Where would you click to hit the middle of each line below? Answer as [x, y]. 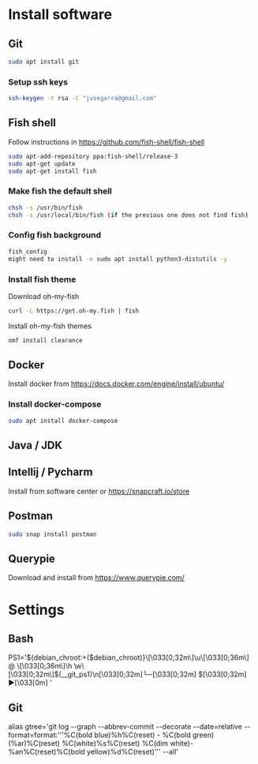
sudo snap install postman [52, 534]
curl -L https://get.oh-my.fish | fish [74, 311]
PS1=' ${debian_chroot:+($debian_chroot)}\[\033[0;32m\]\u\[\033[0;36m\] [129, 657]
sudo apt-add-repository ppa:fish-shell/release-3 [93, 156]
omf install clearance [45, 340]
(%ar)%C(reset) [34, 743]
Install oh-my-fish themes [50, 326]
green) [203, 735]
